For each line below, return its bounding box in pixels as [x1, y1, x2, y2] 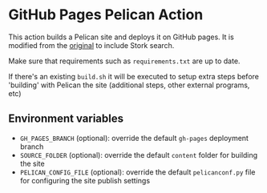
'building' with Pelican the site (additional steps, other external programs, [8, 80, 250, 90]
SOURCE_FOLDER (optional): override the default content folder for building [19, 150, 258, 159]
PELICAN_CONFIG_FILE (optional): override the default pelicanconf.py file [19, 167, 256, 177]
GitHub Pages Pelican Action [8, 6, 204, 24]
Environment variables [8, 112, 124, 126]
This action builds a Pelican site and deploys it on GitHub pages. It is [8, 32, 234, 42]
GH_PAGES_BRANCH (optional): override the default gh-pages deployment [19, 133, 249, 143]
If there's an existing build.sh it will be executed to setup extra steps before [8, 71, 259, 81]
